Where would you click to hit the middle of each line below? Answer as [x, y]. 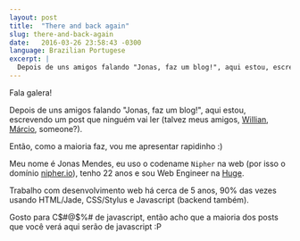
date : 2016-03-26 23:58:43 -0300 [75, 42]
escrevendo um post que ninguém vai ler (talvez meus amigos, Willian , [139, 119]
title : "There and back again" [69, 26]
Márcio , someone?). [46, 129]
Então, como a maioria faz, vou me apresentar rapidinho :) [116, 146]
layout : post [33, 17]
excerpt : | [29, 59]
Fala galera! [31, 92]
